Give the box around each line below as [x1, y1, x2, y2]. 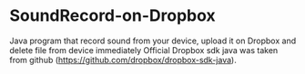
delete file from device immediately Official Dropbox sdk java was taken [9, 44, 279, 55]
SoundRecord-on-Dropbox [9, 5, 216, 26]
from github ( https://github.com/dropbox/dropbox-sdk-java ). [9, 54, 237, 65]
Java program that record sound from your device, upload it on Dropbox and [9, 35, 297, 46]
